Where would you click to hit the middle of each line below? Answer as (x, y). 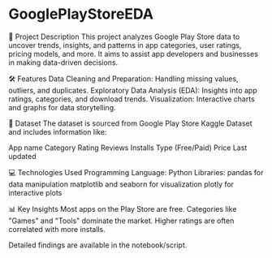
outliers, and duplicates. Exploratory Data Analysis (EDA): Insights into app (133, 90)
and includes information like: (58, 131)
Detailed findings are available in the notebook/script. (98, 245)
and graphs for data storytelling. (62, 107)
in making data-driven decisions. (63, 62)
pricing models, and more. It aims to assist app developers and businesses (133, 54)
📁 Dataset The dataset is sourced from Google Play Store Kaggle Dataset (130, 123)
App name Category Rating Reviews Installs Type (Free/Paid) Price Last (128, 148)
